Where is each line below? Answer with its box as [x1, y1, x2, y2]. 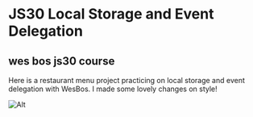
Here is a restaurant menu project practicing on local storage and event [8, 76, 246, 85]
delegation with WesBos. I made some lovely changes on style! [8, 84, 218, 94]
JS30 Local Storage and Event [8, 5, 214, 23]
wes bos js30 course [8, 54, 115, 68]
